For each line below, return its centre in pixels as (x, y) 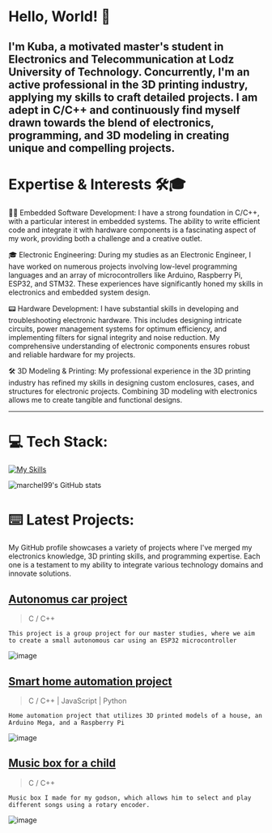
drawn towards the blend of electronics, (111, 122)
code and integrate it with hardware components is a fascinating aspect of (132, 230)
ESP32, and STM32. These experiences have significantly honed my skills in (136, 283)
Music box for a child (62, 764)
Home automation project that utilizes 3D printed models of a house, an (136, 716)
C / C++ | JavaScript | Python (77, 701)
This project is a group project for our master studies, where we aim (132, 634)
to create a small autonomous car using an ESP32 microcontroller (123, 641)
